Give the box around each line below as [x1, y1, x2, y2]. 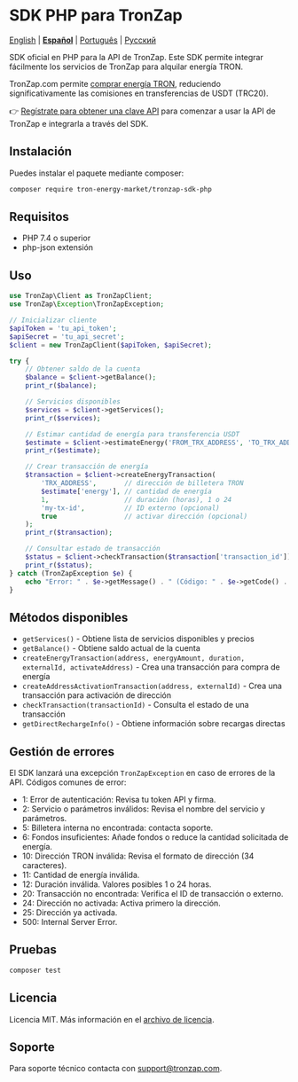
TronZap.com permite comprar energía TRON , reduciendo [9, 78, 222, 89]
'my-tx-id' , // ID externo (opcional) [41, 503, 220, 513]
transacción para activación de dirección [21, 690, 172, 701]
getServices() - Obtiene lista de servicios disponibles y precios [21, 633, 255, 644]
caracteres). [21, 860, 67, 870]
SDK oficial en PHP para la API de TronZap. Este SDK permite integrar [9, 51, 263, 62]
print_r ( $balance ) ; [25, 381, 98, 390]
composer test [9, 966, 62, 975]
